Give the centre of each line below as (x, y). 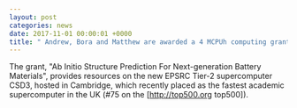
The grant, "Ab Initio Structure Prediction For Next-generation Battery (135, 67)
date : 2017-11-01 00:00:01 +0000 (71, 33)
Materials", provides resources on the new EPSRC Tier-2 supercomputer (141, 76)
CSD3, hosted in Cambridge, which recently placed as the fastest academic (147, 85)
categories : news (41, 25)
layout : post (33, 17)
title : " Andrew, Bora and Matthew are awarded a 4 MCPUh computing (138, 42)
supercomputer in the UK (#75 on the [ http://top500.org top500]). (129, 95)
